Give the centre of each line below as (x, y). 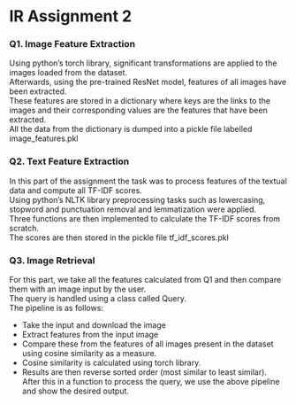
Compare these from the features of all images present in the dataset (148, 344)
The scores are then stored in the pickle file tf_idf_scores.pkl (119, 238)
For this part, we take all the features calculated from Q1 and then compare (145, 280)
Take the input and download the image (94, 325)
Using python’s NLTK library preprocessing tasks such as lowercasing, (137, 199)
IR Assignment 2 (71, 16)
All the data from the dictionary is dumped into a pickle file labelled (131, 129)
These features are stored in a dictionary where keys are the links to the (140, 101)
